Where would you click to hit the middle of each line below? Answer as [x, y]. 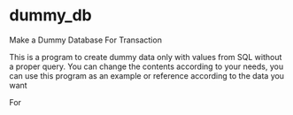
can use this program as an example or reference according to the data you [147, 75]
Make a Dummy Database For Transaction [85, 40]
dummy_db [50, 15]
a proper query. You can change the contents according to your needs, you [146, 66]
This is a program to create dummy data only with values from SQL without [146, 57]
